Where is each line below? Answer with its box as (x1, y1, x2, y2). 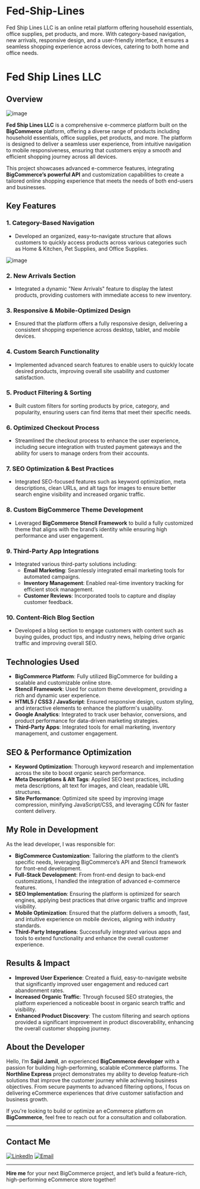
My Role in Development (6, 825, 98, 835)
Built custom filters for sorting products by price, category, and (14, 402, 170, 409)
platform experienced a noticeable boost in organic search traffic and (14, 999, 186, 1006)
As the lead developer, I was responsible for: (6, 840, 115, 848)
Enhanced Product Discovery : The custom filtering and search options (14, 1012, 190, 1019)
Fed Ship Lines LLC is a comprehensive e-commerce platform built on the (6, 121, 187, 128)
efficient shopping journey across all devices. (6, 153, 118, 160)
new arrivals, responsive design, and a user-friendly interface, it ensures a (6, 36, 189, 44)
